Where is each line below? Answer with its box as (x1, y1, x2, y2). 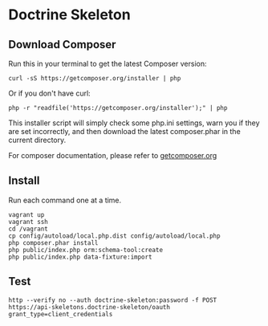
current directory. (8, 135, 67, 145)
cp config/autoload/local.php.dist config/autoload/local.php (8, 231, 221, 240)
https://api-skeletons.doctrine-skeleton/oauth (8, 303, 171, 311)
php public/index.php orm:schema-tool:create (8, 246, 163, 254)
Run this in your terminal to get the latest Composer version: (8, 59, 207, 68)
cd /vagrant (8, 225, 48, 233)
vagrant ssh (8, 218, 48, 226)
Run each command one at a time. (8, 195, 122, 205)
